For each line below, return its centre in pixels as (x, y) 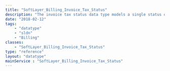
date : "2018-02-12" (26, 19)
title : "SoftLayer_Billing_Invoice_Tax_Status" (56, 10)
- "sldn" (24, 33)
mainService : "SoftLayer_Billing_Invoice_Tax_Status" (64, 61)
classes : (14, 42)
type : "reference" (25, 51)
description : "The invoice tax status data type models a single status (83, 14)
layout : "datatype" (26, 56)
